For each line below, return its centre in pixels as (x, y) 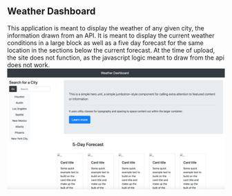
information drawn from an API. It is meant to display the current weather (111, 35)
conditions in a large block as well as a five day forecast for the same (105, 43)
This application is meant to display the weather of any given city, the (106, 28)
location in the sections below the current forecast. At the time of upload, (111, 50)
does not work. (29, 64)
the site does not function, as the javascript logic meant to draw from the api (116, 57)
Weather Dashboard (51, 11)
